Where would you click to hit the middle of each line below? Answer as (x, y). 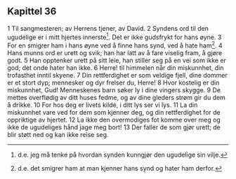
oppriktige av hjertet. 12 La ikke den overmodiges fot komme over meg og (114, 120)
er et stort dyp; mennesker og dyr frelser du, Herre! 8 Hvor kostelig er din (113, 83)
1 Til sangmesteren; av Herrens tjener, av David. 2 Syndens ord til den (108, 28)
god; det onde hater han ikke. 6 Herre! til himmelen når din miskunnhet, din (116, 68)
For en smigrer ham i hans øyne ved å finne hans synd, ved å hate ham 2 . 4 (115, 45)
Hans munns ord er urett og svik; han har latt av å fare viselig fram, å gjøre (115, 53)
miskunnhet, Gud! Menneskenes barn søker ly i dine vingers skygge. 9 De (114, 90)
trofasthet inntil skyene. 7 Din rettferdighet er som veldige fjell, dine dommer (118, 76)
